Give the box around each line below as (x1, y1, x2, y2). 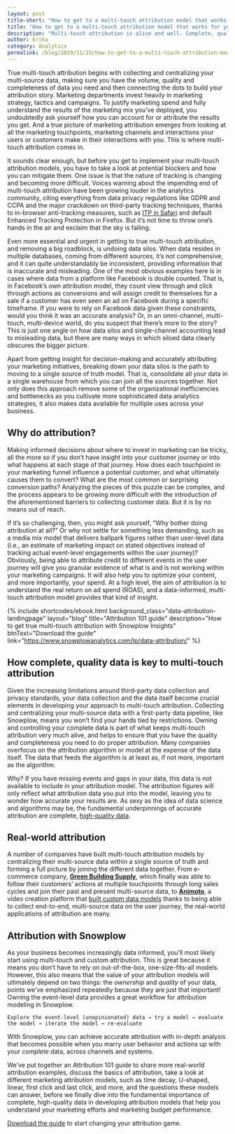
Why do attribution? (7, 427, 97, 439)
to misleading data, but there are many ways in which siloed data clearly (7, 333, 215, 342)
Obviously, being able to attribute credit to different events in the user (7, 556, 208, 564)
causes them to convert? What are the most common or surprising (7, 475, 199, 484)
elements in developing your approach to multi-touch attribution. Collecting (7, 701, 224, 709)
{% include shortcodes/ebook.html (7, 606, 108, 615)
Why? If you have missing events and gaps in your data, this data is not (7, 774, 212, 783)
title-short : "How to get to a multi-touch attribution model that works (7, 17, 227, 24)
